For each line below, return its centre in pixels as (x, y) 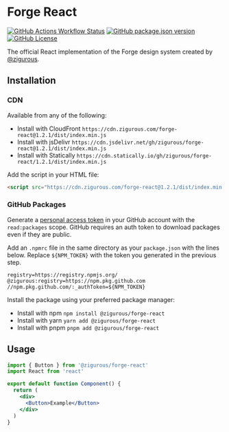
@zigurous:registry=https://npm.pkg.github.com (76, 281)
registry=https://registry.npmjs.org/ (62, 275)
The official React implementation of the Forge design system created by (110, 52)
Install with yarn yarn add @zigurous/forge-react (86, 320)
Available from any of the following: (57, 115)
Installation (32, 81)
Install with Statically (46, 155)
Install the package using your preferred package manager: (91, 299)
